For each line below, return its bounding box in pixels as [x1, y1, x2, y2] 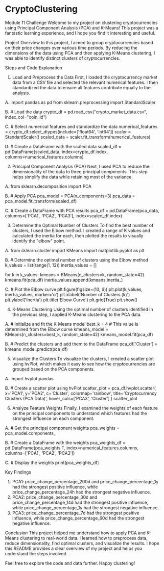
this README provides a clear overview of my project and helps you [5, 545, 142, 551]
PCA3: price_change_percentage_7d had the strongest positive [12, 510, 140, 516]
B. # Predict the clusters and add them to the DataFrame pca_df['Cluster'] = [5, 341, 158, 347]
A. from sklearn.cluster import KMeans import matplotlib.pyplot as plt [5, 247, 144, 253]
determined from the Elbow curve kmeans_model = [5, 326, 109, 332]
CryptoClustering [5, 3, 78, 15]
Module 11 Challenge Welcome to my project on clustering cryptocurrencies [5, 20, 158, 26]
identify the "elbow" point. [12, 238, 65, 244]
